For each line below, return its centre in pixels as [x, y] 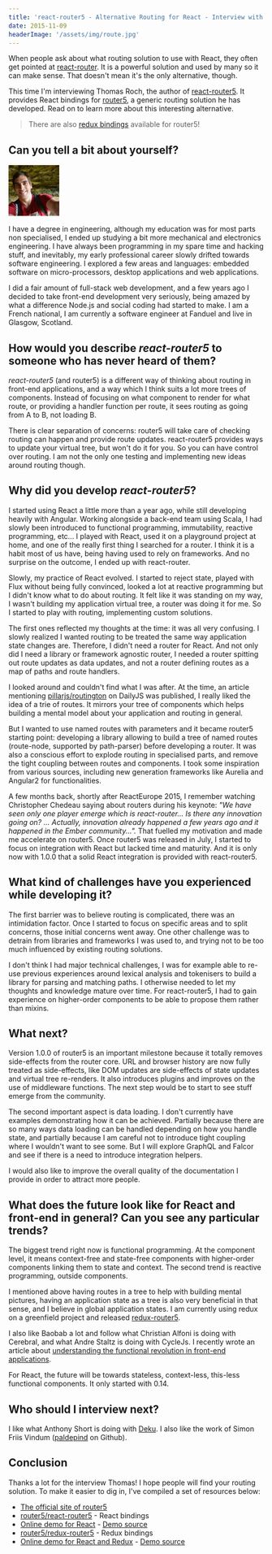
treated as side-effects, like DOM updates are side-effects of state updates [134, 1070]
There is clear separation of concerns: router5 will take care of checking [129, 430]
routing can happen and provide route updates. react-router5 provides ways [136, 439]
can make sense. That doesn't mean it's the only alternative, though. [123, 76]
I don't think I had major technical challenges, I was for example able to [127, 965]
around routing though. [47, 465]
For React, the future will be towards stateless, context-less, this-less [124, 1375]
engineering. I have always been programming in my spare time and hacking [136, 246]
